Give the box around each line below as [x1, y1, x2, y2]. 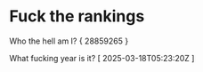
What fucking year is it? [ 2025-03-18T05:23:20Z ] [9, 52, 195, 63]
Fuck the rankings [9, 6, 145, 27]
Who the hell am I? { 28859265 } [9, 36, 129, 46]
